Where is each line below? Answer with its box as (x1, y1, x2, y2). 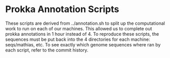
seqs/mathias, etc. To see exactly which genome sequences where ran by (5, 41, 161, 47)
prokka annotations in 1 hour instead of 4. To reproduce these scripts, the (5, 31, 159, 37)
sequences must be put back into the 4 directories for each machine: (5, 36, 150, 42)
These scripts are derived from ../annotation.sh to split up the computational (5, 20, 165, 26)
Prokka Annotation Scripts (5, 4, 120, 15)
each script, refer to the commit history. (5, 47, 89, 53)
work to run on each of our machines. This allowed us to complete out (5, 25, 152, 31)
